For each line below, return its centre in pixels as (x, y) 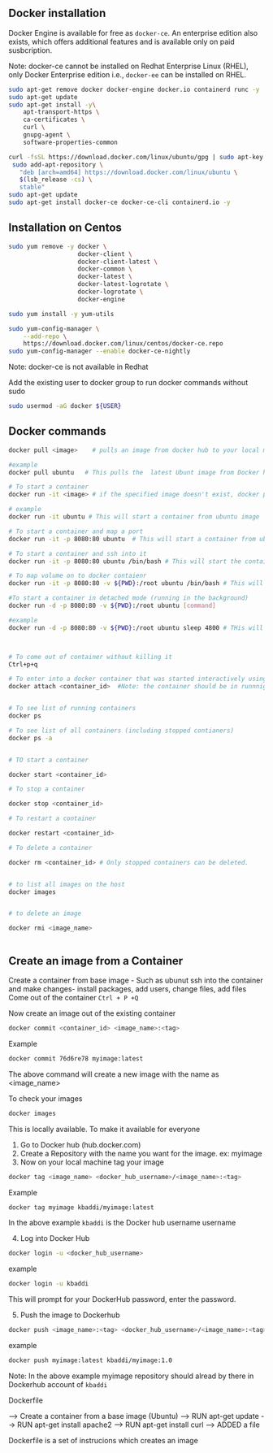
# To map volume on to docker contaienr (78, 576)
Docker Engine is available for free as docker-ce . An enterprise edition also (133, 33)
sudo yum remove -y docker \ (58, 246)
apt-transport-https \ (61, 112)
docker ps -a (30, 738)
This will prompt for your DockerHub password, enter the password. (122, 1299)
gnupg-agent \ (47, 135)
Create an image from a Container (96, 961)
